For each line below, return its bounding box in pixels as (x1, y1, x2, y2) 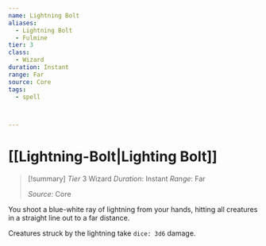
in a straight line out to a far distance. (8, 213, 130, 223)
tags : (8, 85, 26, 94)
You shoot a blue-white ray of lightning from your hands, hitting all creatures (8, 205, 258, 214)
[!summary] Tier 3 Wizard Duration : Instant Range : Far (27, 174, 206, 183)
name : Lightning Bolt (8, 11, 80, 20)
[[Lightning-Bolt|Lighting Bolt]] (8, 148, 218, 166)
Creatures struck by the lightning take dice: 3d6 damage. (8, 229, 196, 238)
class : (8, 48, 30, 56)
